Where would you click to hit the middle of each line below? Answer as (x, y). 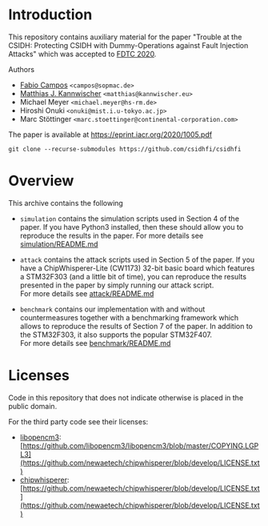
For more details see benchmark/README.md (95, 343)
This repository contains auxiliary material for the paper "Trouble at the (125, 37)
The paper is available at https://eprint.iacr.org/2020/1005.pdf (110, 135)
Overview (41, 181)
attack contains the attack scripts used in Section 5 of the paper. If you (137, 259)
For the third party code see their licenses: (78, 421)
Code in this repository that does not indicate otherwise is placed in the (126, 397)
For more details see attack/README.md (87, 293)
